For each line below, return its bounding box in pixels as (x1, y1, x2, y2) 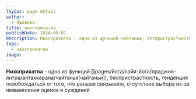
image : (6, 52, 22, 58)
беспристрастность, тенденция (109, 74, 188, 81)
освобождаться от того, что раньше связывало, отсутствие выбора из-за (6, 80, 190, 87)
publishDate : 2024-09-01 (6, 30, 66, 36)
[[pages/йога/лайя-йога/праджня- (91, 68, 177, 75)
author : (6, 14, 25, 20)
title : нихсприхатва (6, 24, 57, 31)
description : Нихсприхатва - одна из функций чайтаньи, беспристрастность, (6, 36, 194, 41)
